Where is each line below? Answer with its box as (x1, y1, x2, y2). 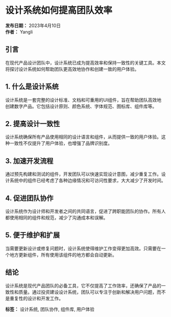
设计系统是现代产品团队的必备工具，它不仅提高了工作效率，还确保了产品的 (5, 282, 161, 289)
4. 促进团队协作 (5, 194, 53, 203)
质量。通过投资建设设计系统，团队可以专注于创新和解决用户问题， (18, 289, 157, 295)
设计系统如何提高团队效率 (5, 5, 113, 16)
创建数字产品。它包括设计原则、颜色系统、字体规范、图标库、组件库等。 (5, 103, 157, 109)
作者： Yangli (5, 28, 33, 35)
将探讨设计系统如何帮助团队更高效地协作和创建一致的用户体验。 (5, 66, 139, 72)
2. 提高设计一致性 (5, 119, 60, 128)
